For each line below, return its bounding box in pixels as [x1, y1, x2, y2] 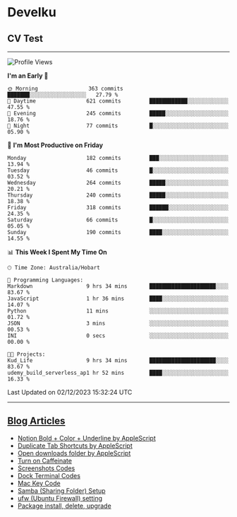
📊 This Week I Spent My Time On [7, 248, 107, 256]
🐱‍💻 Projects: [7, 351, 46, 358]
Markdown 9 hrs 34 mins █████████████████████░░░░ [7, 283, 229, 290]
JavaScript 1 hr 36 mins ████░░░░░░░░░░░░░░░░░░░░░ [7, 295, 229, 302]
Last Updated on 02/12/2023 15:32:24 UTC [7, 388, 133, 396]
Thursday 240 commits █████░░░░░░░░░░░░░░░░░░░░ [7, 192, 229, 199]
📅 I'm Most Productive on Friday [7, 141, 104, 149]
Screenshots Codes [17, 464, 75, 472]
